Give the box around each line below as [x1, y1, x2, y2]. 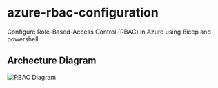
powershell [7, 34, 39, 43]
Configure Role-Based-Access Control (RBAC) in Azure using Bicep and [7, 27, 212, 36]
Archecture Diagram [7, 55, 97, 67]
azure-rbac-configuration [7, 5, 159, 21]
